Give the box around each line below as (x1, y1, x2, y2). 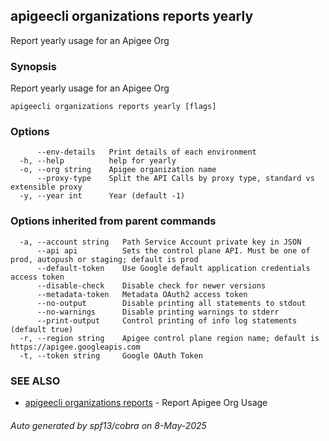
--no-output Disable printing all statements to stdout (36, 298, 307, 308)
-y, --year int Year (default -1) (19, 191, 186, 201)
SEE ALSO (10, 374, 61, 388)
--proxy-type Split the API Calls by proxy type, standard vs (36, 174, 315, 184)
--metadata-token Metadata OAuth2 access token (36, 289, 248, 299)
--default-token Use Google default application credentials (36, 263, 311, 273)
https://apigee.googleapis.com (10, 342, 141, 352)
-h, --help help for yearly (19, 156, 177, 166)
